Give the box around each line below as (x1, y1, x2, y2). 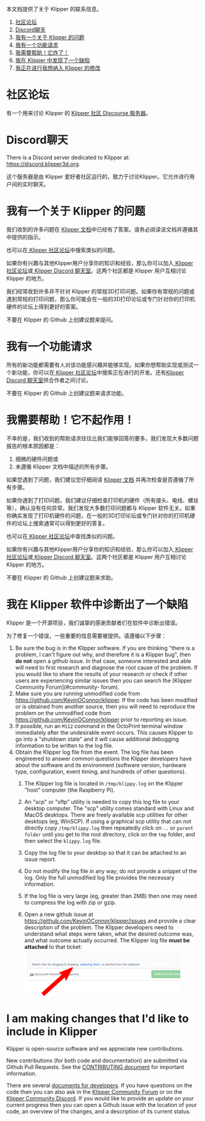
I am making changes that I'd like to (6, 1011, 189, 1025)
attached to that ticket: (24, 943, 82, 950)
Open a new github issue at (24, 910, 93, 918)
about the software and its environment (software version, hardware (15, 761, 187, 768)
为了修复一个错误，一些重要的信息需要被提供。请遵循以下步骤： (6, 632, 167, 639)
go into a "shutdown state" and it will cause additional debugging (15, 735, 179, 743)
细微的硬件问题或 (15, 455, 59, 462)
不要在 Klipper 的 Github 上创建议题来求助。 (6, 574, 117, 581)
